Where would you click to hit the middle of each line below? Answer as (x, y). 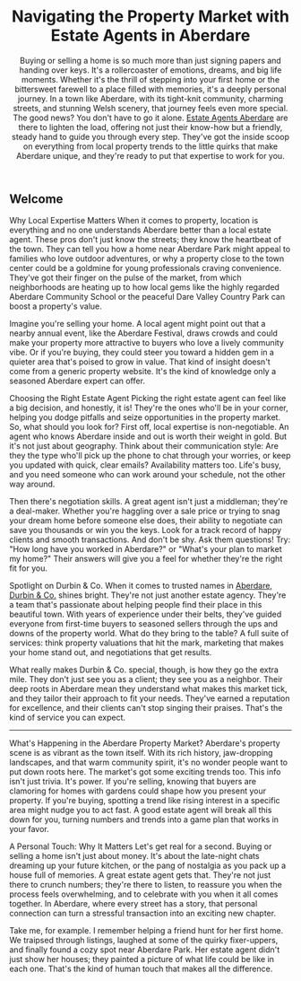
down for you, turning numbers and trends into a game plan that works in (144, 819)
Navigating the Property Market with (150, 17)
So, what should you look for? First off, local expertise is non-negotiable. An (149, 427)
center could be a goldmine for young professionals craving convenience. (146, 268)
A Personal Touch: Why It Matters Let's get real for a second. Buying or (141, 846)
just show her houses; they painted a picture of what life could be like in (142, 959)
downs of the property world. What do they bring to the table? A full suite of (149, 634)
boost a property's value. (56, 306)
